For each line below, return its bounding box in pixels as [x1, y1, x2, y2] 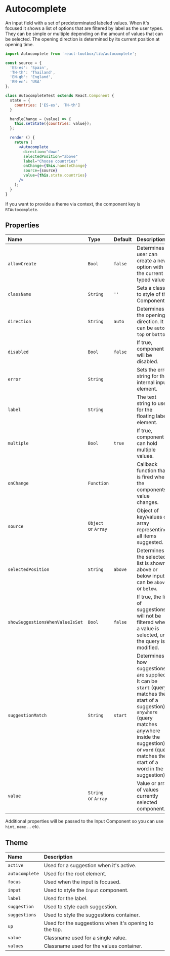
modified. [136, 644, 159, 651]
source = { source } [23, 168, 58, 173]
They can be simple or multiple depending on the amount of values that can [5, 30, 163, 37]
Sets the [136, 366, 157, 373]
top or [136, 331, 151, 338]
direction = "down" [23, 149, 60, 154]
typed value [136, 276, 165, 283]
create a [136, 257, 156, 264]
